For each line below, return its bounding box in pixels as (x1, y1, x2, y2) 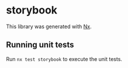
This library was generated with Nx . (6, 23, 92, 30)
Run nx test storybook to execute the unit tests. (6, 55, 123, 62)
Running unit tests (6, 40, 74, 50)
